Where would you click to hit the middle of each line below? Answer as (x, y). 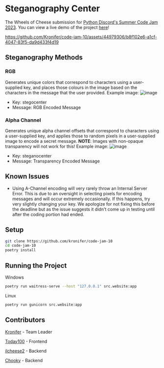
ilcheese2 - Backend (26, 351)
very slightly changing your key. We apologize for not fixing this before (83, 204)
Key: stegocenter (29, 102)
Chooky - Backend (24, 360)
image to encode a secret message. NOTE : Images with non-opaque (74, 141)
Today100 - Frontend (26, 341)
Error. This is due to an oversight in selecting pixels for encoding (77, 193)
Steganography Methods (44, 58)
